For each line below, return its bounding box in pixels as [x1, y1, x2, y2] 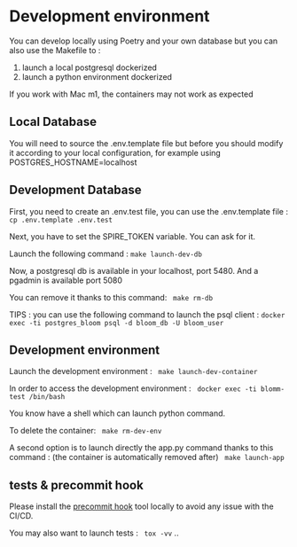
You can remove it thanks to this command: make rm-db [9, 292, 214, 302]
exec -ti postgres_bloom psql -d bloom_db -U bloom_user [9, 318, 224, 327]
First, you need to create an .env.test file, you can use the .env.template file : [9, 206, 288, 216]
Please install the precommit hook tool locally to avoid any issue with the [9, 501, 274, 512]
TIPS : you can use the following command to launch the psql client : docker [9, 309, 285, 320]
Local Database [9, 114, 98, 129]
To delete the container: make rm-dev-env [9, 426, 162, 436]
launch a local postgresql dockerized [21, 62, 158, 73]
